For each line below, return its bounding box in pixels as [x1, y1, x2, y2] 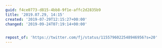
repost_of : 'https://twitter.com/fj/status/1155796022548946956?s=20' [5, 35, 158, 40]
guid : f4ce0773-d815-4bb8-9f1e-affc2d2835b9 [5, 7, 101, 13]
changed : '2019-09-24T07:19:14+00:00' [5, 21, 87, 27]
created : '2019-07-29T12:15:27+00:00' [5, 17, 87, 22]
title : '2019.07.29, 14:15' [5, 12, 65, 17]
